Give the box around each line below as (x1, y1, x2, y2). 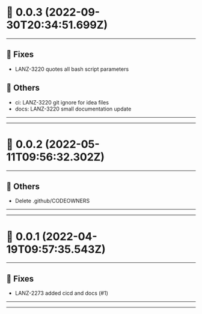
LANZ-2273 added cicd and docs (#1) (14, 289, 108, 297)
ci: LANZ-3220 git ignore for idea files (14, 98, 109, 106)
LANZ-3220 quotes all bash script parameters (14, 65, 129, 73)
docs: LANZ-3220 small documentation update (14, 105, 132, 112)
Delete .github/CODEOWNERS (14, 198, 90, 205)
